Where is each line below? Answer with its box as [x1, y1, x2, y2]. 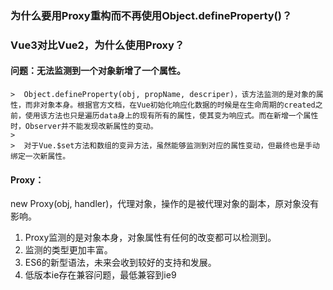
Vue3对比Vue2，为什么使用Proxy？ [10, 38, 185, 52]
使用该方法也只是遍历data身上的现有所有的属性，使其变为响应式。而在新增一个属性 [24, 111, 319, 121]
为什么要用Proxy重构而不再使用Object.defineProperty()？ [10, 8, 293, 22]
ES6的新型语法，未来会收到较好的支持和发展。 [24, 257, 217, 269]
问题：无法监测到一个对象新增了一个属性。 [10, 65, 186, 77]
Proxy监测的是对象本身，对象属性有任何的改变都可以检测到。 [24, 232, 277, 244]
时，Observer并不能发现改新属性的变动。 [10, 122, 158, 132]
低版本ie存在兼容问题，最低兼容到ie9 [24, 269, 177, 281]
